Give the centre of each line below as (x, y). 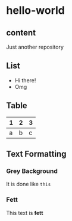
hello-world (36, 11)
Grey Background (32, 171)
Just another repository (35, 47)
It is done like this (29, 184)
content (21, 33)
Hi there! (25, 80)
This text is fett (25, 213)
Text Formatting (36, 154)
